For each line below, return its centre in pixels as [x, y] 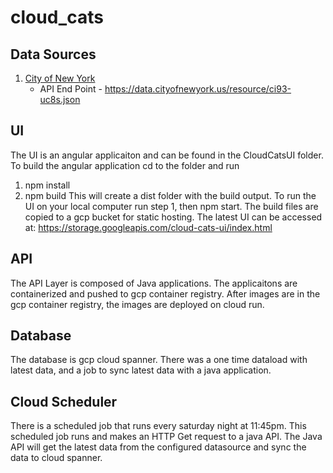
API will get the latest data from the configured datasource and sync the [158, 447]
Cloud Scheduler [64, 401]
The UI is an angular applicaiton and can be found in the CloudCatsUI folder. [167, 155]
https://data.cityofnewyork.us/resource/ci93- [198, 89]
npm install [47, 185]
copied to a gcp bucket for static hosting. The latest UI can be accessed [173, 217]
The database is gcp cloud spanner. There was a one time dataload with [159, 360]
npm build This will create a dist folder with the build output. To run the [170, 195]
